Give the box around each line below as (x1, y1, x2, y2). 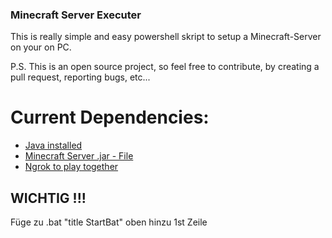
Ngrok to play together (24, 161, 119, 173)
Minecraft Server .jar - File (24, 150, 134, 162)
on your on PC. (10, 41, 72, 53)
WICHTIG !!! (10, 189, 87, 207)
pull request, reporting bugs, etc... (10, 71, 151, 83)
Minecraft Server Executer (10, 8, 142, 22)
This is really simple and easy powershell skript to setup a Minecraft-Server (10, 31, 322, 43)
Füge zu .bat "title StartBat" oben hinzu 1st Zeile (10, 216, 208, 228)
